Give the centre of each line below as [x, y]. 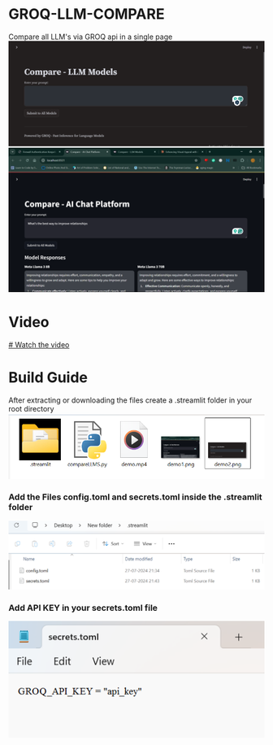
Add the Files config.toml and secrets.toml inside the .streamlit [135, 497]
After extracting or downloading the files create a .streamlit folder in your [130, 400]
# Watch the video [39, 344]
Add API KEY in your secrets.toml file [83, 608]
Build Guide [48, 377]
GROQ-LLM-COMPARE [87, 14]
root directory [31, 408]
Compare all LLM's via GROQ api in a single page [91, 37]
